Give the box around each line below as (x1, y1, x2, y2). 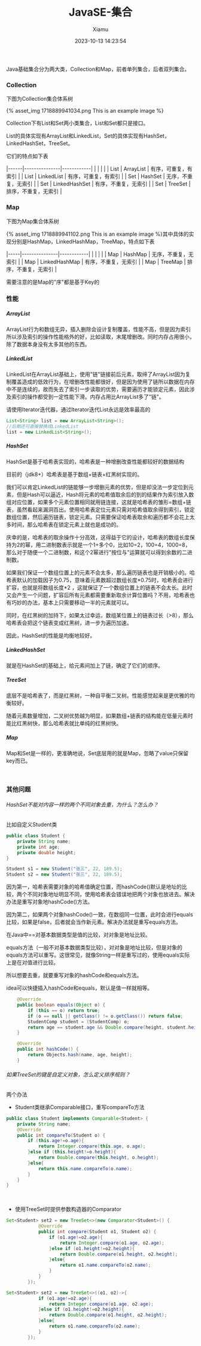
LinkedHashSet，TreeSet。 (6, 140, 74, 147)
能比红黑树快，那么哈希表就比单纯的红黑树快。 (6, 719, 121, 726)
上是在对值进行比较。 (6, 959, 59, 966)
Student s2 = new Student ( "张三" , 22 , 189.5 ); (6, 872, 123, 878)
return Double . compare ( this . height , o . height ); (38, 1155, 160, 1161)
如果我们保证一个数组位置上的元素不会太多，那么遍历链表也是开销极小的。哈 (6, 569, 195, 576)
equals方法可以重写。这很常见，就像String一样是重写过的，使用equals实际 (6, 951, 190, 959)
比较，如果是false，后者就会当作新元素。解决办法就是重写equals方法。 (6, 918, 181, 926)
